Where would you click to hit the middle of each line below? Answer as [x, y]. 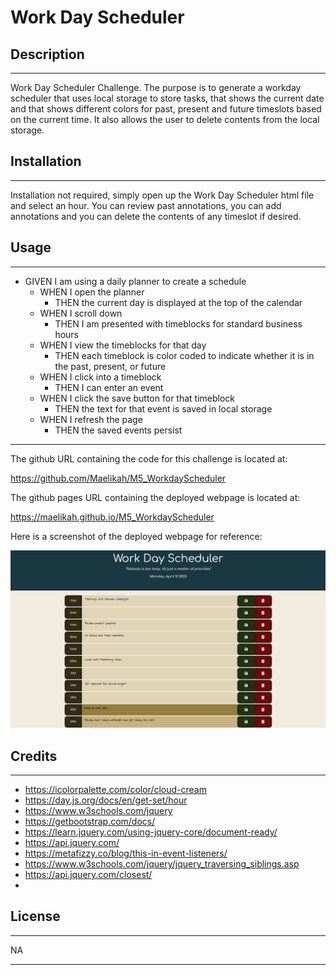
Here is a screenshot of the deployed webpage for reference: [136, 536]
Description [47, 54]
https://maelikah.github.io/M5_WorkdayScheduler [112, 517]
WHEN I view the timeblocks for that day [123, 345]
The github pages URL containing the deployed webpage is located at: [155, 497]
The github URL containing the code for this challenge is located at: [149, 458]
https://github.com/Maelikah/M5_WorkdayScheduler [118, 478]
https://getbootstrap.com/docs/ [90, 821]
